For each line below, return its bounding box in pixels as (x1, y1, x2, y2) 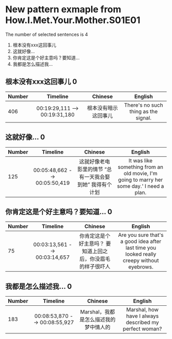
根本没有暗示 (87, 104, 118, 111)
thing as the (129, 108, 158, 115)
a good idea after (120, 238, 162, 245)
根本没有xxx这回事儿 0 (5, 78, 77, 86)
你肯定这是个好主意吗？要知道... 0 (5, 207, 113, 216)
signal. (135, 114, 152, 121)
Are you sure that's (118, 231, 164, 238)
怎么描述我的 (84, 316, 116, 323)
